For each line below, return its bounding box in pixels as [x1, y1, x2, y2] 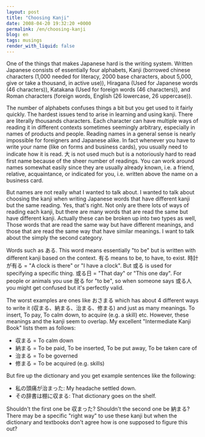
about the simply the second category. [6, 233, 104, 241]
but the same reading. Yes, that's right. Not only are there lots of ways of [6, 201, 189, 208]
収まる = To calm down [15, 337, 74, 344]
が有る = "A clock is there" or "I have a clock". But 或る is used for [6, 262, 172, 269]
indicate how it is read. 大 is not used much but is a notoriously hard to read [6, 150, 196, 158]
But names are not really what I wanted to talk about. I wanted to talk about [6, 188, 195, 196]
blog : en [6, 32, 29, 38]
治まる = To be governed [15, 352, 78, 359]
